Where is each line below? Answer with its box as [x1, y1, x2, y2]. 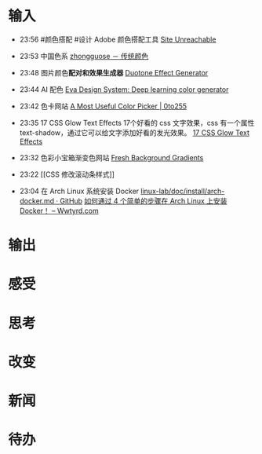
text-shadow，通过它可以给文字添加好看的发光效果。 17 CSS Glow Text [19, 127, 249, 137]
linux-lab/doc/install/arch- [140, 186, 225, 196]
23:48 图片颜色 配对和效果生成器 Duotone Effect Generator [19, 68, 209, 77]
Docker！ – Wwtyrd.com [19, 206, 100, 215]
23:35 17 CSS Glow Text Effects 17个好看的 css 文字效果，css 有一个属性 [19, 118, 255, 127]
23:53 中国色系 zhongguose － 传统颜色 [19, 51, 149, 60]
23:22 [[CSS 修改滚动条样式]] [19, 170, 115, 179]
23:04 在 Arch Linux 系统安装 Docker [19, 186, 140, 196]
